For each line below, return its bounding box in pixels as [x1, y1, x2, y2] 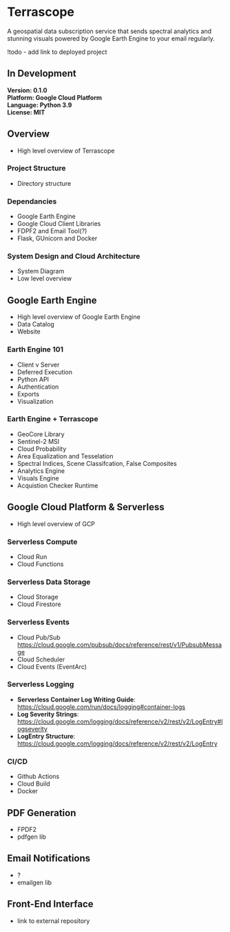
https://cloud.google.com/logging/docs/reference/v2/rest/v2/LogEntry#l [17, 717, 223, 726]
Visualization [17, 397, 54, 405]
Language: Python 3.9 [7, 101, 72, 109]
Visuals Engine [17, 474, 60, 482]
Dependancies [7, 196, 57, 206]
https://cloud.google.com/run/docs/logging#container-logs [17, 702, 186, 711]
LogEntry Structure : [17, 732, 76, 740]
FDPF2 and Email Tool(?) [17, 227, 87, 235]
